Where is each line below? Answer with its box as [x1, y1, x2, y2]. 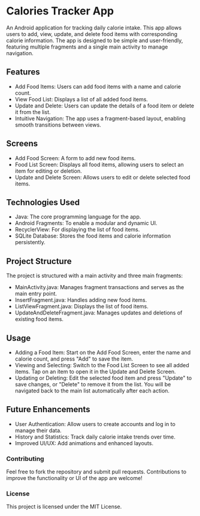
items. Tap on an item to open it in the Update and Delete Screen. [14, 368, 176, 375]
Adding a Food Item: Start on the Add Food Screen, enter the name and [14, 349, 191, 356]
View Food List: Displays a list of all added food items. [14, 95, 149, 103]
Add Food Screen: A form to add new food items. [14, 154, 136, 161]
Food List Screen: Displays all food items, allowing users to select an [14, 161, 184, 168]
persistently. [14, 239, 46, 246]
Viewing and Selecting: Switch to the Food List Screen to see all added [14, 362, 190, 368]
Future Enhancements [6, 404, 91, 415]
